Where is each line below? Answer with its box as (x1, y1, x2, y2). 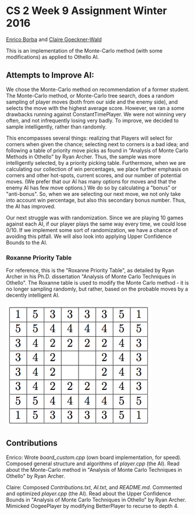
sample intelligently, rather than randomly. (6, 123, 107, 130)
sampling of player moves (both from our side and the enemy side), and (6, 98, 178, 105)
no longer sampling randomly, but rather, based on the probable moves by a (6, 285, 188, 293)
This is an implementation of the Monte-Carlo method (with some (6, 47, 163, 54)
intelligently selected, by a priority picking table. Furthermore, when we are (6, 159, 186, 166)
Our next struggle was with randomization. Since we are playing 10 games (6, 214, 183, 221)
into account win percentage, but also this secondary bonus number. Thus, (6, 196, 186, 203)
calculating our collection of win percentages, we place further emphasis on (6, 165, 189, 172)
